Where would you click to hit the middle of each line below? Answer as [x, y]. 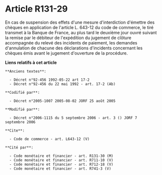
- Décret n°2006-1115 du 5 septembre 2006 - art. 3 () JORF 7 [73, 118]
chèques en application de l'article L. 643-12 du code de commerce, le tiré [79, 27]
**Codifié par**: [22, 92]
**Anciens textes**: [26, 71]
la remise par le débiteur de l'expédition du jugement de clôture [68, 38]
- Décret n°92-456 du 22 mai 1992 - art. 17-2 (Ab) [63, 84]
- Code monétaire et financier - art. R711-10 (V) [61, 160]
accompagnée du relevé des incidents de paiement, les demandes [71, 43]
